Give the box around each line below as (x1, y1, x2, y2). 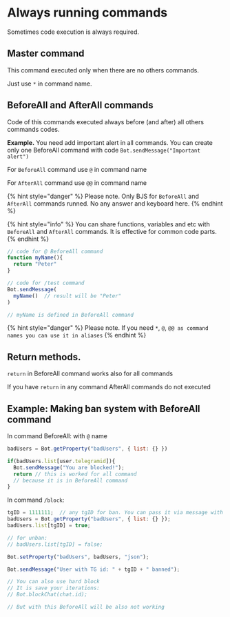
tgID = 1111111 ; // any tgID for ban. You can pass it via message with (7, 509, 224, 516)
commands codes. (7, 125, 60, 133)
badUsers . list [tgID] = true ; (7, 522, 91, 529)
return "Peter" (13, 261, 57, 268)
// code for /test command (7, 280, 85, 287)
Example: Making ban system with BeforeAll (7, 402, 201, 415)
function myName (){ (7, 254, 63, 262)
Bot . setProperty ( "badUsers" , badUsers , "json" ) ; (7, 554, 149, 560)
